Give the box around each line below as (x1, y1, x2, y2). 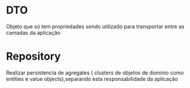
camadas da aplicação (6, 29, 60, 36)
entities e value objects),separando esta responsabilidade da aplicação (6, 75, 178, 82)
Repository (6, 50, 61, 63)
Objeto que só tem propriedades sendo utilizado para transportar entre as (6, 23, 185, 30)
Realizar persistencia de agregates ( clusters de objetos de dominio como (6, 69, 184, 76)
